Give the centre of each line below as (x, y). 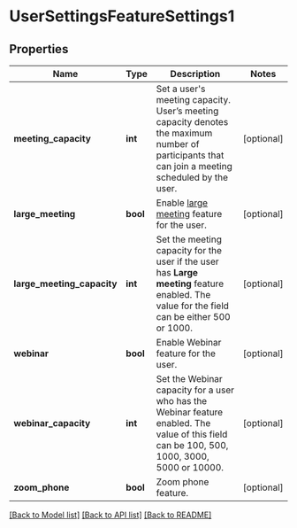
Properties (39, 49)
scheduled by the (192, 177)
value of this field (192, 434)
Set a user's (181, 89)
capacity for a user (195, 390)
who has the (182, 401)
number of (178, 144)
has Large (177, 272)
